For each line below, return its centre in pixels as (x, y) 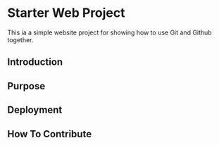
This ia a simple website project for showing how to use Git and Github (110, 32)
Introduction (35, 62)
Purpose (26, 86)
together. (20, 39)
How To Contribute (50, 134)
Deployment (35, 110)
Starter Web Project (66, 13)
